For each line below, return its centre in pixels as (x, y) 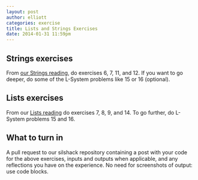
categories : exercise (33, 23)
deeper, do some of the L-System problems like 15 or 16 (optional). (88, 79)
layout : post (22, 12)
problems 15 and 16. (51, 119)
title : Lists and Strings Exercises (52, 28)
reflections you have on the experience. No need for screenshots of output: (100, 165)
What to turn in (35, 138)
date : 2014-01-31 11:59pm (38, 34)
